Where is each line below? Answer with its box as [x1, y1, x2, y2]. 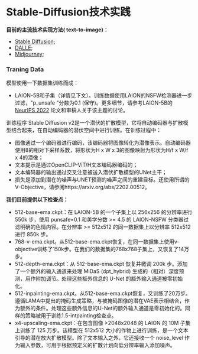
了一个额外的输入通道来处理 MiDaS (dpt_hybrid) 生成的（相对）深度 [14, 268, 179, 275]
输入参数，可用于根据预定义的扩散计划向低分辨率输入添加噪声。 [20, 342, 176, 349]
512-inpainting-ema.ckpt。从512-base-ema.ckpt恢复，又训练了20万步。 [14, 290, 191, 297]
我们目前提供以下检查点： [6, 196, 69, 203]
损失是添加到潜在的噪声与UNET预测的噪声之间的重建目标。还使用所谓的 [14, 176, 190, 183]
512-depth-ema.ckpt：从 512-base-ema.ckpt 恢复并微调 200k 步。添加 [14, 261, 188, 268]
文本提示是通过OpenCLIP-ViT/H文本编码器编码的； [14, 161, 138, 168]
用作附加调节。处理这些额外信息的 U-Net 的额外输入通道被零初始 [25, 275, 183, 282]
